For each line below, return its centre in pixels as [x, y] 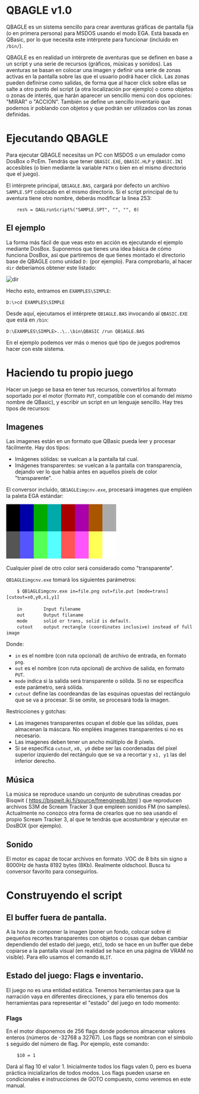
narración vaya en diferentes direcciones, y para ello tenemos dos [87, 996]
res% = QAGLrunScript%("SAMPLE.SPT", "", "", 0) [78, 210]
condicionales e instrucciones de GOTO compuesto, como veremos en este [99, 1079]
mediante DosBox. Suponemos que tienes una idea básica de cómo [89, 248]
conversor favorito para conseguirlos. [52, 872]
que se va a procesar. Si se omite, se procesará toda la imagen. [92, 700]
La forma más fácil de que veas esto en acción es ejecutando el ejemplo [94, 242]
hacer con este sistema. [36, 348]
